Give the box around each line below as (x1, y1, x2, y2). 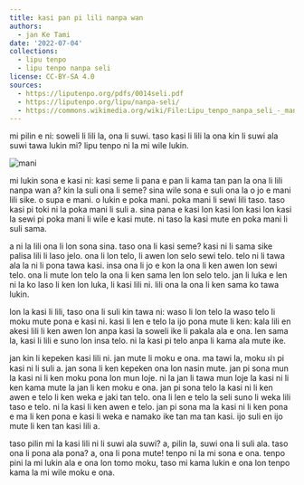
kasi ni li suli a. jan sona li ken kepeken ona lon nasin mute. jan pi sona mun (9, 363, 290, 374)
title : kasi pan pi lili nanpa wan (9, 13, 144, 23)
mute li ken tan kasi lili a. (9, 421, 100, 432)
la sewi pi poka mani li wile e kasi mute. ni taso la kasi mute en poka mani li (9, 214, 288, 224)
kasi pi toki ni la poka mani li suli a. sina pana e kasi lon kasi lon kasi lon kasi (9, 204, 292, 215)
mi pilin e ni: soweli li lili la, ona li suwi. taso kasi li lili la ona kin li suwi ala (9, 130, 279, 141)
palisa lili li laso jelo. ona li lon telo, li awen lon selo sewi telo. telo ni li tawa (9, 251, 285, 262)
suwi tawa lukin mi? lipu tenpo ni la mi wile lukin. (9, 140, 190, 151)
